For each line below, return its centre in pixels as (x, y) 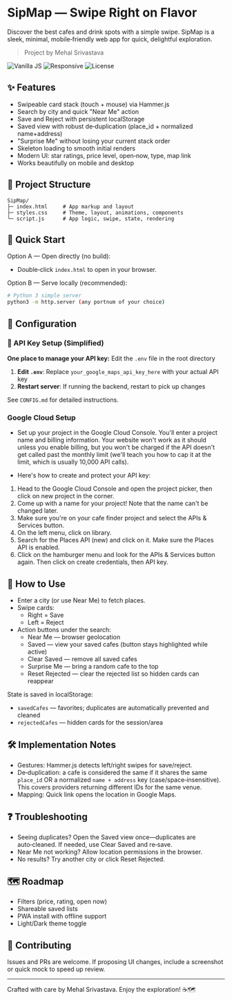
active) (37, 651)
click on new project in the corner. (66, 496)
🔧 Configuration (42, 323)
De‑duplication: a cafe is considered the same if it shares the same (112, 772)
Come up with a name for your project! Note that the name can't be (113, 503)
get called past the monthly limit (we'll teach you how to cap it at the (114, 455)
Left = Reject (46, 622)
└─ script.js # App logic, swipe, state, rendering (91, 219)
